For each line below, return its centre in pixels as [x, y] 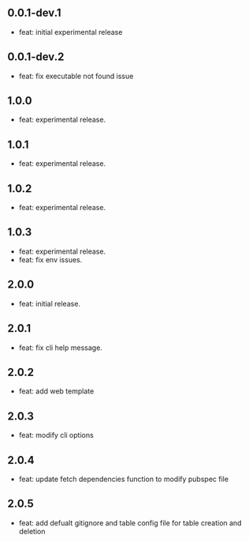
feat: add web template [56, 391]
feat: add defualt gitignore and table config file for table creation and [130, 523]
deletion [32, 531]
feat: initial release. [49, 303]
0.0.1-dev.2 [36, 57]
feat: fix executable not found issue [76, 76]
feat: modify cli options [56, 435]
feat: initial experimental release [71, 32]
